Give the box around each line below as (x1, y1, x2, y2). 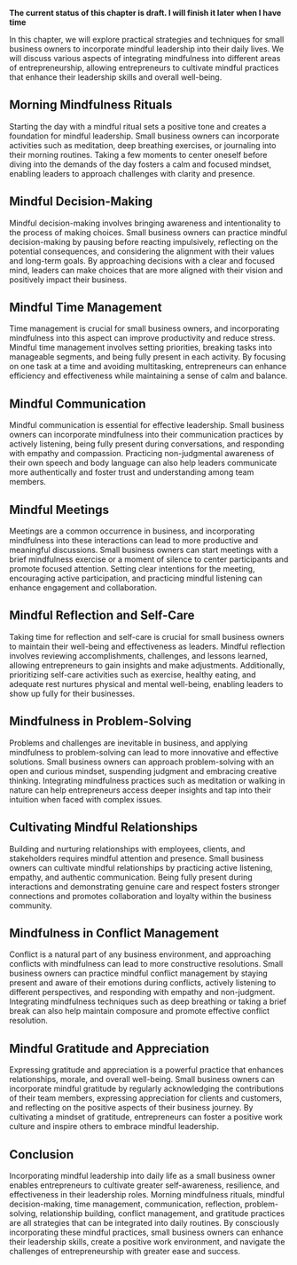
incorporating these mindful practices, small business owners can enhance (9, 1227, 284, 1237)
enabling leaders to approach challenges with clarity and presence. (9, 168, 255, 178)
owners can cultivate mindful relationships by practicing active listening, (9, 862, 273, 873)
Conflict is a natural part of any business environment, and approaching (9, 949, 271, 960)
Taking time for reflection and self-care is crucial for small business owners (9, 631, 285, 642)
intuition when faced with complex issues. (9, 794, 162, 804)
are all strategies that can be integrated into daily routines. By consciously (9, 1217, 279, 1228)
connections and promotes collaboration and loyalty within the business (9, 890, 272, 901)
